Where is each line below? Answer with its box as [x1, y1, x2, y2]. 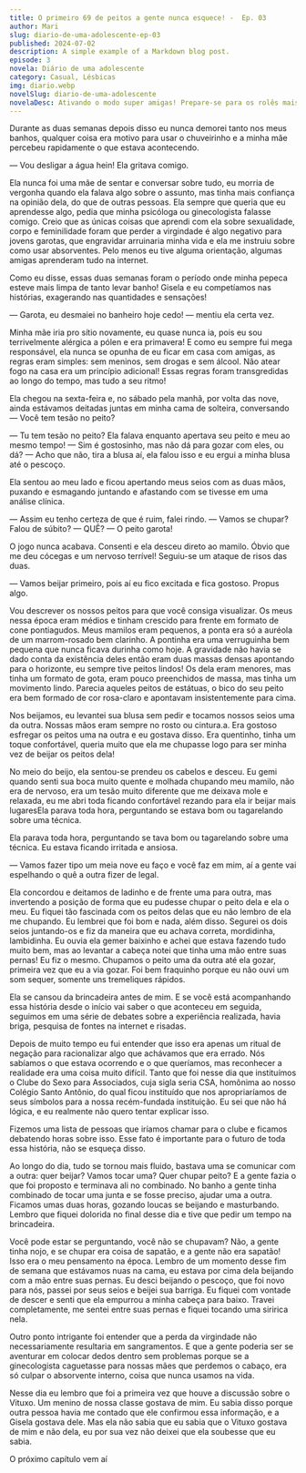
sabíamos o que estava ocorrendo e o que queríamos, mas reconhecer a [9, 1058, 282, 1069]
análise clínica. [9, 496, 66, 507]
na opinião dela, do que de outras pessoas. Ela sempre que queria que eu [9, 197, 286, 208]
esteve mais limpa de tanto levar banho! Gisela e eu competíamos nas [9, 282, 271, 293]
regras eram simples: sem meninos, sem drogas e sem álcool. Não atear [9, 356, 280, 367]
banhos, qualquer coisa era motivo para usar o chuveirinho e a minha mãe [9, 133, 289, 144]
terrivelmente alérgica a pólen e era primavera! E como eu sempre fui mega [9, 337, 293, 348]
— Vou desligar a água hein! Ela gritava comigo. [9, 160, 189, 171]
